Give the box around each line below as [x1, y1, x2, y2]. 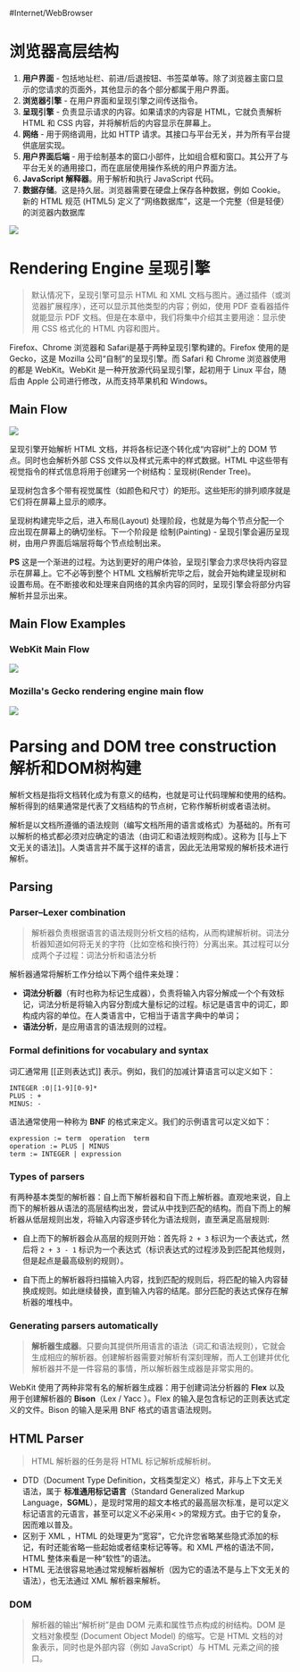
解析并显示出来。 [9, 590, 72, 601]
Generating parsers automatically [9, 1319, 159, 1332]
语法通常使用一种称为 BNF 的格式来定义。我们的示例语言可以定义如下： [9, 1116, 272, 1127]
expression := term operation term [9, 1134, 150, 1143]
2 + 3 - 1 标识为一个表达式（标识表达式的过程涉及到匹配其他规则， [39, 1244, 290, 1255]
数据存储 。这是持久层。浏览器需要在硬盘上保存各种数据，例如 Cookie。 [21, 184, 286, 195]
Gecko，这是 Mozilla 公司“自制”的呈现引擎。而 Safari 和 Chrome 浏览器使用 [9, 353, 287, 364]
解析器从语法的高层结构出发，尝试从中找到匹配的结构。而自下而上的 [32, 1202, 283, 1214]
